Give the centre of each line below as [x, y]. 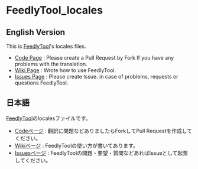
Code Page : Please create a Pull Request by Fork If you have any [94, 58]
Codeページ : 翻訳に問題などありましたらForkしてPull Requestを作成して [103, 131]
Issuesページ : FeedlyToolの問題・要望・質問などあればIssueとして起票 [101, 153]
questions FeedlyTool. [41, 83]
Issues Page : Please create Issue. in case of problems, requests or [96, 77]
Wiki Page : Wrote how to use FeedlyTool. [65, 70]
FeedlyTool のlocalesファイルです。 [48, 118]
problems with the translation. [51, 64]
